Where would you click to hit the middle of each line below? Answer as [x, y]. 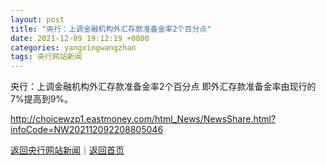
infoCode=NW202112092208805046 [87, 130]
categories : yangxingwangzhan [73, 47]
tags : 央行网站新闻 [46, 57]
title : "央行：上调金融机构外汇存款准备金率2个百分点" [111, 29]
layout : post [37, 19]
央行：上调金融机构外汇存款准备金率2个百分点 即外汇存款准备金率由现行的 [163, 87]
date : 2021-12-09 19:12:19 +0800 [80, 38]
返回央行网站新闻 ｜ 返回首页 [67, 150]
